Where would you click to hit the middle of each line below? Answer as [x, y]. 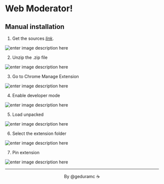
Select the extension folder [39, 133]
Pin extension [26, 152]
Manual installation [35, 27]
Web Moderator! [39, 9]
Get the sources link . [33, 38]
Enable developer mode [36, 95]
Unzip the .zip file [30, 57]
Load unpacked [28, 114]
